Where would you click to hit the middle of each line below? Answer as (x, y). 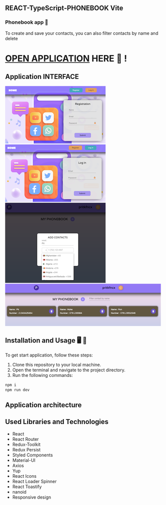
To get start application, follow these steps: (49, 355)
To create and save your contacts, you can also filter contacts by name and (82, 33)
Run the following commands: (42, 375)
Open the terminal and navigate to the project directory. (69, 370)
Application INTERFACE (42, 77)
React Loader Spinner (34, 481)
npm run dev (17, 390)
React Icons (24, 476)
